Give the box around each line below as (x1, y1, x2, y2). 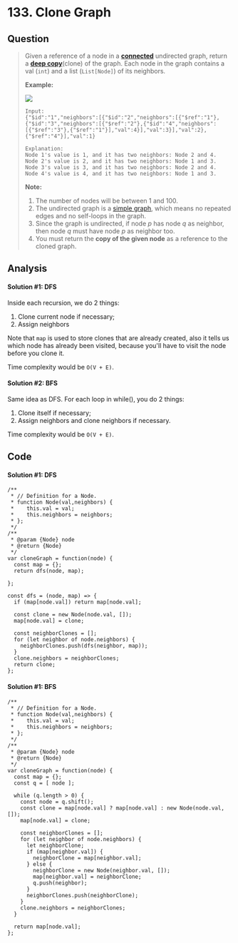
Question (7, 33, 49, 45)
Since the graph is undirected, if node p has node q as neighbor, (35, 219, 224, 228)
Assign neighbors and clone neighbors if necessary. (17, 416, 171, 424)
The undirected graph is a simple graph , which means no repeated (35, 204, 232, 213)
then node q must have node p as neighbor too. (35, 227, 175, 235)
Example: (24, 81, 53, 89)
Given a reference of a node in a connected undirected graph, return (24, 51, 228, 60)
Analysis (7, 262, 48, 275)
